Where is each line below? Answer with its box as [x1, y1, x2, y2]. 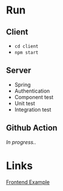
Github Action [6, 123, 58, 133]
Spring [14, 81, 31, 88]
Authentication [14, 87, 50, 94]
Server [6, 66, 32, 76]
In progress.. [6, 138, 37, 145]
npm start [14, 50, 39, 56]
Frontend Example [6, 178, 50, 185]
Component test [14, 93, 54, 100]
